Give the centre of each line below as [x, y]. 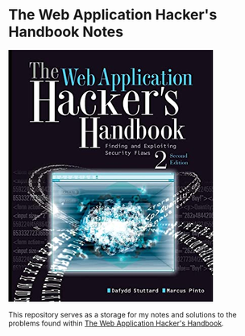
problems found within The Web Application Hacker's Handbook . [116, 323]
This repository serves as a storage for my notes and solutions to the [122, 314]
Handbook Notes [66, 32]
